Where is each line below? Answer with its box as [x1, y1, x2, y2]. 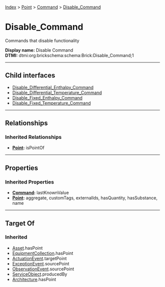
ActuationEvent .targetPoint [12, 255, 67, 261]
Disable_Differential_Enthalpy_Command [12, 84, 94, 90]
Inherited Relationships [5, 134, 62, 141]
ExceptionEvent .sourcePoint [12, 260, 70, 266]
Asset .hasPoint [12, 245, 43, 251]
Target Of [5, 219, 35, 227]
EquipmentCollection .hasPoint [12, 250, 74, 256]
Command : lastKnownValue [12, 190, 69, 196]
